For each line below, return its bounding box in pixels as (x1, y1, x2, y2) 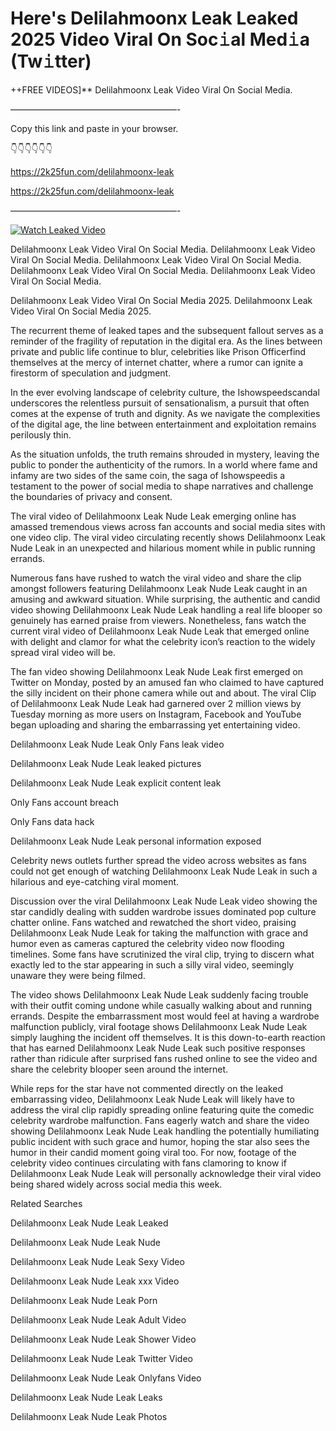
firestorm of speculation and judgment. (10, 367, 172, 379)
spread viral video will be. (10, 646, 117, 658)
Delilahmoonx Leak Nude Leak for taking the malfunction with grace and (10, 927, 309, 939)
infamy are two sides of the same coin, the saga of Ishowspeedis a (10, 469, 286, 481)
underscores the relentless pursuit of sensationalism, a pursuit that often (10, 397, 310, 409)
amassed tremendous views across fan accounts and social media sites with (10, 520, 326, 532)
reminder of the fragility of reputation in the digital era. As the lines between (10, 335, 323, 347)
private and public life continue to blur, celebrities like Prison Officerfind (10, 345, 307, 357)
